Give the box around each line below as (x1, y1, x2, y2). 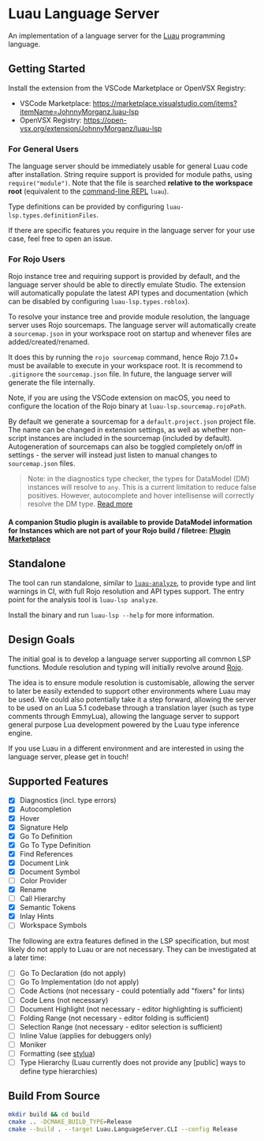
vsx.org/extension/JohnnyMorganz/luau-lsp (19, 123, 162, 133)
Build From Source (8, 1090, 101, 1103)
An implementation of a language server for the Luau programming (8, 31, 225, 40)
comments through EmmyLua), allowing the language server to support (8, 711, 240, 721)
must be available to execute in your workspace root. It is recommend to (8, 361, 243, 371)
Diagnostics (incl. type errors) (19, 796, 117, 805)
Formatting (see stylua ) (19, 1049, 96, 1058)
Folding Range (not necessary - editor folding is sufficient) (19, 1013, 210, 1022)
